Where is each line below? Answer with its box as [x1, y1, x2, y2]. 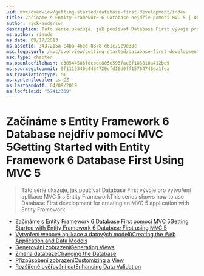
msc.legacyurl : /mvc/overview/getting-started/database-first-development [6, 49, 200, 55]
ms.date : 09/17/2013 [6, 37, 59, 43]
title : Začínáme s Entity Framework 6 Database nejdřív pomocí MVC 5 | [6, 15, 191, 21]
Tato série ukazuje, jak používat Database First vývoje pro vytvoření [21, 186, 191, 194]
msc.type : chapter [6, 54, 53, 60]
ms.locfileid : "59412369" [6, 88, 72, 94]
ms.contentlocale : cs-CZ [6, 77, 69, 83]
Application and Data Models [15, 237, 88, 244]
